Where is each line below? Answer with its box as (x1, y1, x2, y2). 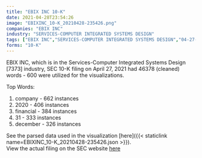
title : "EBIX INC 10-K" (6, 8, 66, 15)
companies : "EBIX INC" (6, 25, 63, 32)
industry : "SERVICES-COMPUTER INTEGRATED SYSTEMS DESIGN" (6, 31, 155, 37)
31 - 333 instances (14, 114, 61, 121)
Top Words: (6, 83, 35, 90)
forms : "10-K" (6, 43, 42, 49)
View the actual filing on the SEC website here (6, 145, 121, 152)
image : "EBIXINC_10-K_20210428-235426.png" (6, 20, 117, 26)
